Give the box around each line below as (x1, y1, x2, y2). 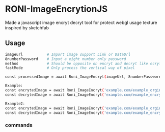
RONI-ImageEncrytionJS (5, 3, 108, 15)
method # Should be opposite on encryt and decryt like (5, 61, 148, 66)
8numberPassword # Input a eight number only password (5, 56, 126, 62)
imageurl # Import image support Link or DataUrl (5, 52, 131, 57)
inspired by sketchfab (5, 24, 49, 30)
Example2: (5, 101, 26, 106)
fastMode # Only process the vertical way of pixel (5, 66, 135, 70)
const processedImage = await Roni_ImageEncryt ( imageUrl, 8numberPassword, (5, 74, 164, 79)
